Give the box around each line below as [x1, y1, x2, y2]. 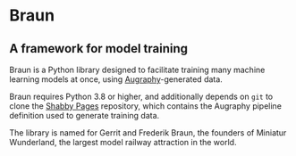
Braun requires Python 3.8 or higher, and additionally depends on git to [9, 91, 274, 102]
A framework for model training [9, 41, 189, 56]
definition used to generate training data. [9, 111, 160, 120]
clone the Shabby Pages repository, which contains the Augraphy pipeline [9, 101, 282, 111]
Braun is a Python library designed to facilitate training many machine [9, 64, 266, 75]
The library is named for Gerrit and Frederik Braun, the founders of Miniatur [9, 127, 287, 138]
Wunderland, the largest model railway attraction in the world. [9, 137, 237, 147]
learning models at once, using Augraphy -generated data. [9, 74, 224, 85]
